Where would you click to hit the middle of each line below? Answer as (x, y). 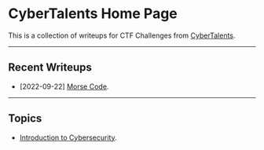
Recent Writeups (50, 68)
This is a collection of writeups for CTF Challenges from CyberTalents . (122, 35)
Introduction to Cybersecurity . (68, 137)
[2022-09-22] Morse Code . (64, 86)
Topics (25, 119)
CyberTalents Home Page (93, 14)
